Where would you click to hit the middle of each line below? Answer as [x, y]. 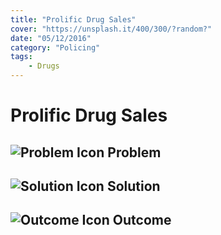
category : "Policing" [55, 47]
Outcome [142, 220]
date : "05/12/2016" [51, 38]
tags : [21, 57]
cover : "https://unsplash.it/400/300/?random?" [111, 29]
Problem [134, 152]
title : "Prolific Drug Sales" [73, 19]
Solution [133, 186]
